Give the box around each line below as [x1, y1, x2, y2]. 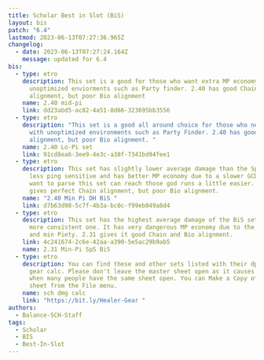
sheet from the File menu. [28, 282, 118, 290]
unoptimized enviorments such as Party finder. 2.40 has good [28, 84, 237, 93]
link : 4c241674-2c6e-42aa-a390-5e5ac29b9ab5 [22, 238, 170, 246]
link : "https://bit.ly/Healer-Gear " [22, 296, 146, 304]
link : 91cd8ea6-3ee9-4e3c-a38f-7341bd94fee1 [22, 150, 170, 158]
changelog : [8, 41, 44, 49]
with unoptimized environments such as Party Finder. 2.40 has [28, 128, 241, 136]
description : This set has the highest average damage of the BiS [22, 216, 244, 224]
